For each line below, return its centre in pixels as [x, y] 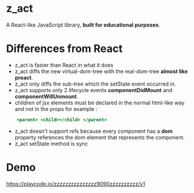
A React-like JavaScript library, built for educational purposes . [83, 25]
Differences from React [64, 49]
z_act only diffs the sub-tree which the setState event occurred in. [95, 84]
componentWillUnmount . [46, 96]
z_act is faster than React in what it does [64, 65]
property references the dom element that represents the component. [100, 137]
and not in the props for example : [56, 109]
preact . [24, 77]
